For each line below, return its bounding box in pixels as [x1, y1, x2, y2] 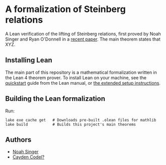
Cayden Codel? [12, 154, 45, 160]
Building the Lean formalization [5, 94, 106, 103]
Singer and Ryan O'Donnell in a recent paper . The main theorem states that [5, 36, 161, 42]
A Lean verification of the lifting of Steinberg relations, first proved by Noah [5, 31, 161, 37]
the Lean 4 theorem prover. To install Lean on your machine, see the [5, 74, 147, 81]
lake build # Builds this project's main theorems [5, 122, 136, 127]
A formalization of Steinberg [5, 4, 126, 15]
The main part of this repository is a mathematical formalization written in [5, 69, 157, 75]
